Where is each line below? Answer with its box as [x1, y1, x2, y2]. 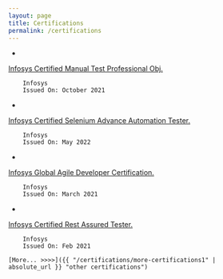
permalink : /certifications [8, 26, 102, 34]
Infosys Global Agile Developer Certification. [8, 168, 154, 177]
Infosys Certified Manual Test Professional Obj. [8, 64, 164, 74]
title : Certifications [8, 19, 84, 27]
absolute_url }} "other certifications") [8, 263, 149, 272]
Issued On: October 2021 [22, 86, 106, 94]
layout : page [8, 11, 52, 20]
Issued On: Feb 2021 [22, 242, 91, 250]
